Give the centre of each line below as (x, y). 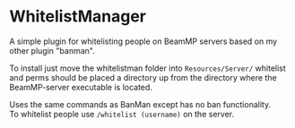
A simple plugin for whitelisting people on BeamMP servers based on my (143, 41)
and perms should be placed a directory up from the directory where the (143, 77)
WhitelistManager (78, 17)
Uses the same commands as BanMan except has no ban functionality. (140, 104)
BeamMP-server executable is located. (81, 87)
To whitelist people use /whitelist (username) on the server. (122, 114)
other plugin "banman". (52, 50)
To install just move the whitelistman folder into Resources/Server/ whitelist (148, 68)
